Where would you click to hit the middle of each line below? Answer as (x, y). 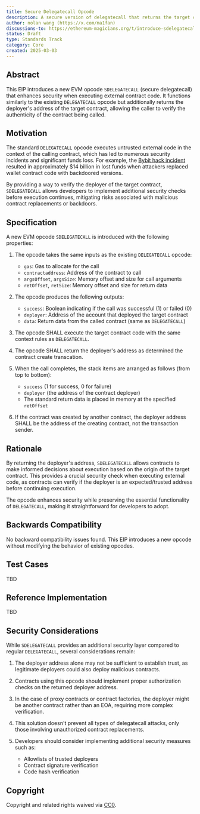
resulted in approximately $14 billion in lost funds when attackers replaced (97, 167)
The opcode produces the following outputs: (69, 297)
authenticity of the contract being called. (56, 115)
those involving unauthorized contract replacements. (79, 730)
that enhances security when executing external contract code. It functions (98, 96)
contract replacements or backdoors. (52, 204)
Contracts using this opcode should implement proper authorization (98, 681)
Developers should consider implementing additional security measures (103, 741)
